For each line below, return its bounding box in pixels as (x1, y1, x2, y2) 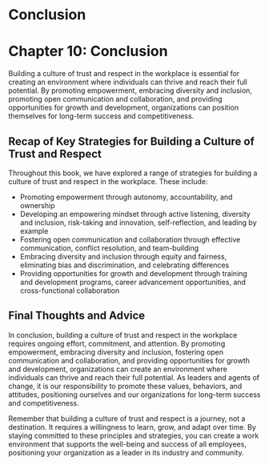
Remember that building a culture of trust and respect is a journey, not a (8, 414, 246, 423)
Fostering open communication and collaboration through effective (19, 235, 241, 244)
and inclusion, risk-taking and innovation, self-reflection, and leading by (19, 218, 258, 227)
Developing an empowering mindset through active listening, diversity (19, 209, 251, 218)
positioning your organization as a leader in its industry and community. (8, 447, 244, 457)
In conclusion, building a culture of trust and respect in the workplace (8, 330, 238, 339)
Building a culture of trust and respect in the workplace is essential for (8, 69, 240, 78)
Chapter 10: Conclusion (8, 42, 168, 61)
